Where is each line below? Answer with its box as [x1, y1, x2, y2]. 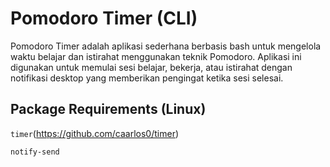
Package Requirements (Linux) [10, 101, 207, 118]
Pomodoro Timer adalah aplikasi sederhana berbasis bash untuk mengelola [10, 40, 322, 52]
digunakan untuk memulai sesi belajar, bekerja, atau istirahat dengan [10, 61, 293, 73]
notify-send [10, 147, 60, 157]
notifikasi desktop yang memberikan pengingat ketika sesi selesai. [10, 72, 284, 84]
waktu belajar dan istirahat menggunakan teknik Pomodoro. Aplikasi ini [10, 50, 302, 62]
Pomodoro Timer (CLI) [10, 7, 198, 30]
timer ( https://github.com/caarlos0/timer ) [10, 127, 180, 139]
